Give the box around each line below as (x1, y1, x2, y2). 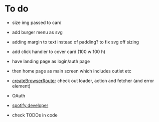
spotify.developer (12, 102, 49, 108)
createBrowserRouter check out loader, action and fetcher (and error (12, 77, 154, 83)
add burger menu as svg (12, 29, 63, 35)
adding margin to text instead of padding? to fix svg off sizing (12, 38, 139, 45)
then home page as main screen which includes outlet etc (12, 68, 131, 74)
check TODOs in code (12, 112, 58, 118)
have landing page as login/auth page (12, 58, 90, 64)
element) (12, 83, 31, 89)
